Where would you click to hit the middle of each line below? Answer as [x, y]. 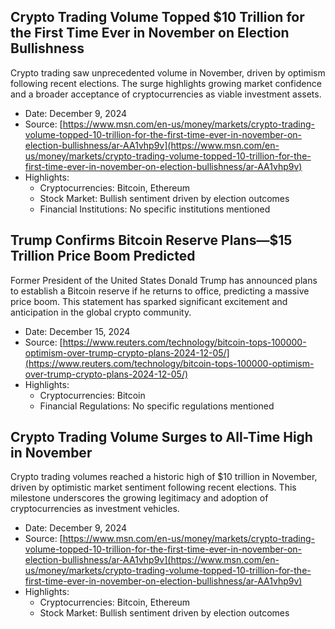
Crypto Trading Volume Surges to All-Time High [161, 437]
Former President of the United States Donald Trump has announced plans [164, 280]
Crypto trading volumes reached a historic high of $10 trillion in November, [164, 477]
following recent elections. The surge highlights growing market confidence [166, 83]
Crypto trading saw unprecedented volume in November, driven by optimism [168, 72]
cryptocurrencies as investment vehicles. [95, 509]
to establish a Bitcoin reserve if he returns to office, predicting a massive [160, 291]
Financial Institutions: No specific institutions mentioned [155, 209]
